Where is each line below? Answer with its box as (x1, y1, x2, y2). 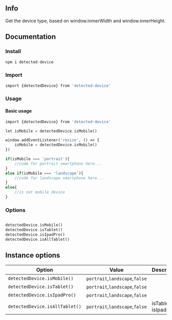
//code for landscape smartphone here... (14, 175, 104, 180)
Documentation (5, 33, 56, 41)
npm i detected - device (5, 59, 54, 64)
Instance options (5, 251, 60, 260)
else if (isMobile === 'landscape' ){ (5, 171, 83, 176)
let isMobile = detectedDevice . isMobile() (5, 128, 97, 133)
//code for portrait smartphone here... (14, 161, 102, 166)
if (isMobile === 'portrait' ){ (5, 156, 70, 162)
